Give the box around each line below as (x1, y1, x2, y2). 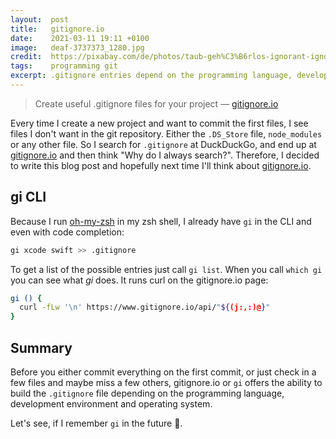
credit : (10, 52, 43, 62)
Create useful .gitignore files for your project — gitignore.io (34, 97, 279, 110)
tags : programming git (10, 61, 118, 71)
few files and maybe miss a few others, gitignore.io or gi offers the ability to (10, 377, 323, 388)
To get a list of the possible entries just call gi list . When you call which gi (10, 263, 323, 275)
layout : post (10, 14, 70, 25)
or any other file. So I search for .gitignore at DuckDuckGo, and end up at (10, 138, 317, 150)
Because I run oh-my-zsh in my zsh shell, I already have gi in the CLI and (10, 215, 312, 227)
